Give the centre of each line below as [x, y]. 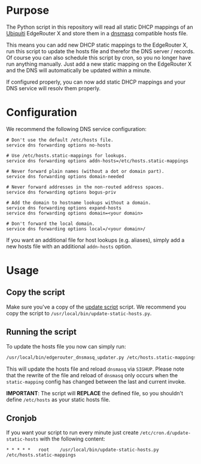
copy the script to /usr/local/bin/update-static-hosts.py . [79, 313]
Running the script [41, 332]
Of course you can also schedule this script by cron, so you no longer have [99, 57]
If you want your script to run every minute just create [72, 433]
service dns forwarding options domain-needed [65, 176]
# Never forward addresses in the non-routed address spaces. [85, 187]
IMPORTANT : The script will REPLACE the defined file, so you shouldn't [95, 393]
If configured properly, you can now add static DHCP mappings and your [96, 82]
